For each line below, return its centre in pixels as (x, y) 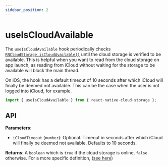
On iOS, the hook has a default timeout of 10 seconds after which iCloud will (84, 80)
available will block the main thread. (42, 70)
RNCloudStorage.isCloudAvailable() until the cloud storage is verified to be (83, 54)
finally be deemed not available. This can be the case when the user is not (82, 85)
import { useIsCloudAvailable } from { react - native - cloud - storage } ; (81, 100)
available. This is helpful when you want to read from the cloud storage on (82, 60)
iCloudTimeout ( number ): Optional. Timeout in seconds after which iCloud (88, 138)
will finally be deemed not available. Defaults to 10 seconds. (75, 143)
